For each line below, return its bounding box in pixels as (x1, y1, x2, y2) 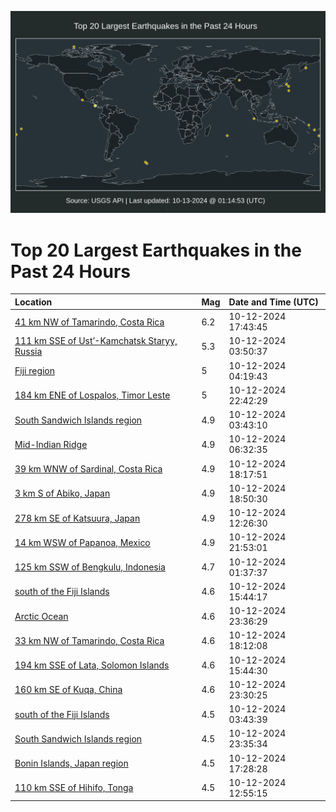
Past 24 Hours (10, 260, 131, 283)
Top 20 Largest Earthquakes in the (10, 239, 302, 261)
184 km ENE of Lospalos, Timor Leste (14, 389, 171, 401)
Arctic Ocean (14, 610, 69, 622)
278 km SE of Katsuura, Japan (14, 512, 141, 524)
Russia (14, 346, 43, 358)
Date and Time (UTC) (228, 296, 319, 308)
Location (14, 296, 53, 308)
